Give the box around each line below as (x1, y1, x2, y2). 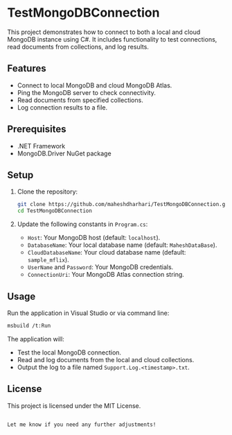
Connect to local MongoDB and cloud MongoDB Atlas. (17, 81, 172, 89)
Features (7, 62, 46, 74)
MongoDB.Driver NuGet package (17, 149, 112, 157)
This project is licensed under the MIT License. (7, 401, 141, 410)
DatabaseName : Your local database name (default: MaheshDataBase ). (27, 241, 217, 249)
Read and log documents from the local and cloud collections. (17, 355, 195, 364)
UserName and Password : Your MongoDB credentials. (27, 263, 174, 271)
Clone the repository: (17, 187, 78, 196)
